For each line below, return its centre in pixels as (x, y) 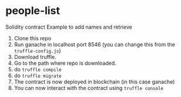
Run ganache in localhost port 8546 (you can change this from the (95, 44)
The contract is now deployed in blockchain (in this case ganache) (94, 82)
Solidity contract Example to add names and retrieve (69, 27)
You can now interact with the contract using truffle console (89, 88)
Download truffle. (35, 57)
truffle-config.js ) (37, 50)
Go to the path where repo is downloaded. (65, 63)
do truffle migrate (38, 75)
